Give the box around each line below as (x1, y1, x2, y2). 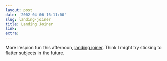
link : (5, 26, 17, 31)
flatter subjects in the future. (5, 50, 65, 56)
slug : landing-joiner (5, 17, 51, 22)
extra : (5, 31, 19, 36)
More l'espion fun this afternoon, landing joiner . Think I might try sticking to (5, 45, 162, 50)
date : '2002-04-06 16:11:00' (5, 12, 67, 17)
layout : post (5, 7, 33, 13)
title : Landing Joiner (5, 21, 53, 27)
